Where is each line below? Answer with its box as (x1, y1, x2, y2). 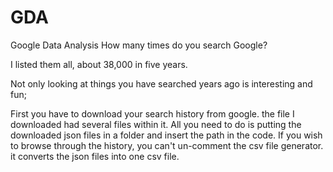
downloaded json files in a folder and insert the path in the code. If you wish (10, 129, 323, 141)
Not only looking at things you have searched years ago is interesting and (10, 77, 313, 90)
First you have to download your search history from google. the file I (10, 107, 295, 120)
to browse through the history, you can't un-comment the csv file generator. (10, 139, 324, 151)
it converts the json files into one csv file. (10, 150, 180, 162)
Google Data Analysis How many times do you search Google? (10, 39, 268, 51)
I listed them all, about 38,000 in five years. (10, 58, 188, 70)
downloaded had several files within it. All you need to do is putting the (10, 118, 302, 130)
